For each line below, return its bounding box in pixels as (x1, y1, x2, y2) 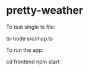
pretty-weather (6, 4, 84, 17)
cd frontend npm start (6, 58, 60, 65)
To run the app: (6, 46, 44, 54)
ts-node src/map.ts (6, 35, 53, 42)
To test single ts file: (6, 23, 55, 30)
